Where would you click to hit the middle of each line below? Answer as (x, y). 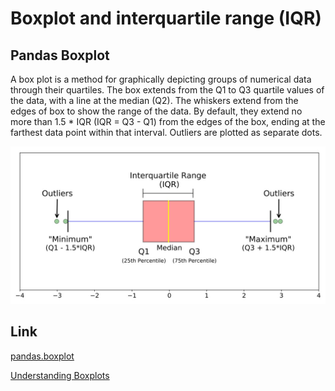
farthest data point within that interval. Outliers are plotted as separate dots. (166, 132)
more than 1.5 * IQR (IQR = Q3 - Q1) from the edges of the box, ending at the (168, 121)
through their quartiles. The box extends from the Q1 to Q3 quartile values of (167, 90)
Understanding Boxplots (60, 375)
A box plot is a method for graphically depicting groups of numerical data (161, 79)
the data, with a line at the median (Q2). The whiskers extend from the (154, 100)
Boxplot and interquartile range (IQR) (166, 18)
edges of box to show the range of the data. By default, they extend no (156, 111)
